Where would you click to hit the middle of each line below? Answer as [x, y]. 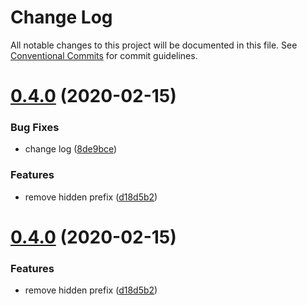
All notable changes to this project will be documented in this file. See [154, 45]
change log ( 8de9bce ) [71, 149]
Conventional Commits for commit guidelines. [104, 55]
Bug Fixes [35, 128]
